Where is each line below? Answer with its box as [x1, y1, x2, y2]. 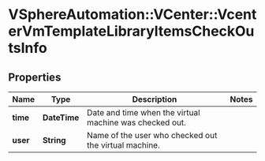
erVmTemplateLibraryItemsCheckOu [8, 22, 255, 40]
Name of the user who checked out [86, 130, 218, 140]
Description [132, 94, 177, 104]
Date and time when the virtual [86, 107, 200, 118]
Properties [8, 70, 62, 84]
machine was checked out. [86, 117, 187, 128]
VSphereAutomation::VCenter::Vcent [8, 6, 257, 24]
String [42, 135, 66, 145]
